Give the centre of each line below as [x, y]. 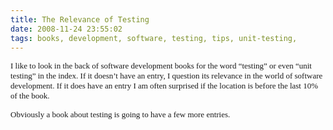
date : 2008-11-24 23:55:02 [66, 29]
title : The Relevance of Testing [80, 19]
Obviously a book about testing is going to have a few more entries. [120, 114]
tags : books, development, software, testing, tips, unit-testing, [154, 38]
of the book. [30, 96]
